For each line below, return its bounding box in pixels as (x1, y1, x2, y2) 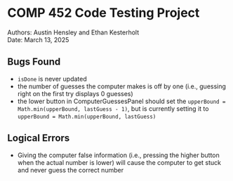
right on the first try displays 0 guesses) (17, 89, 133, 98)
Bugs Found (7, 56, 61, 68)
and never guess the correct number (17, 166, 124, 174)
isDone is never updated (17, 74, 87, 83)
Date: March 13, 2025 (7, 35, 69, 43)
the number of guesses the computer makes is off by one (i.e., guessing (17, 82, 227, 90)
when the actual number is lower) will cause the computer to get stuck (17, 158, 222, 166)
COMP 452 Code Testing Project (7, 5, 200, 21)
